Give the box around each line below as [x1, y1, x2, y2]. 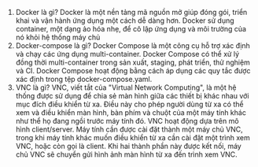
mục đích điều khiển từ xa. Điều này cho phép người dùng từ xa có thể [15, 99, 244, 109]
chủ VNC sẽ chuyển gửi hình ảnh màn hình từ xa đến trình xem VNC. [15, 150, 238, 159]
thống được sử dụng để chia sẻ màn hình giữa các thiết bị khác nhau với [15, 91, 249, 100]
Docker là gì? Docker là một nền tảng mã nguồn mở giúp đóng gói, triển [15, 8, 248, 17]
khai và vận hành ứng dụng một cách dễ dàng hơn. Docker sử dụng [15, 16, 234, 25]
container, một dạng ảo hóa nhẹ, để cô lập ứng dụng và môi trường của [15, 24, 246, 33]
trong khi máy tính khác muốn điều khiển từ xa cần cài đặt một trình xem [15, 133, 250, 142]
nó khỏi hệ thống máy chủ [15, 32, 101, 42]
